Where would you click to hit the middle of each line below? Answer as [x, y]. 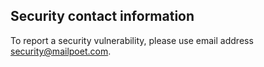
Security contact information [102, 16]
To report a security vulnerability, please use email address [132, 40]
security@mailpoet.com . [61, 51]
